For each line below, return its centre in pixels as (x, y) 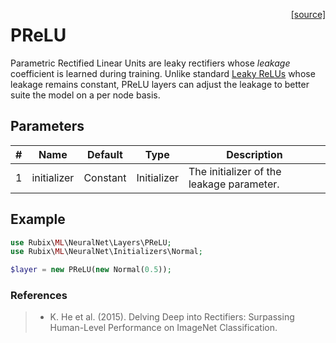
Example (38, 219)
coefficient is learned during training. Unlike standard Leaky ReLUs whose (163, 73)
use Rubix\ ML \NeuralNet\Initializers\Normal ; (106, 252)
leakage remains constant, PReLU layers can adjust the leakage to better (160, 84)
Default (105, 154)
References (39, 296)
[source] (308, 14)
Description (254, 154)
